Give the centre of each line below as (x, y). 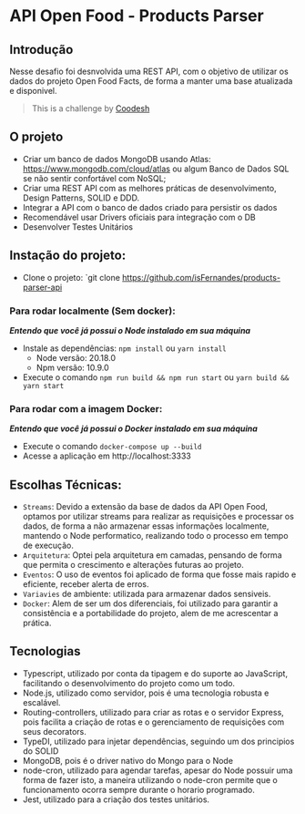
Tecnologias (45, 651)
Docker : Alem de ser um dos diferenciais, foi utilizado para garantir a (150, 603)
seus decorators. (54, 731)
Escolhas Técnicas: (66, 484)
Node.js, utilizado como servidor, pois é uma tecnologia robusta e (146, 693)
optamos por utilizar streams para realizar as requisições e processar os (158, 517)
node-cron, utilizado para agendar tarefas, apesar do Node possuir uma (158, 770)
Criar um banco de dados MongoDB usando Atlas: (117, 159)
